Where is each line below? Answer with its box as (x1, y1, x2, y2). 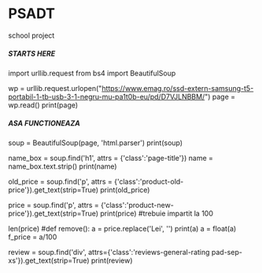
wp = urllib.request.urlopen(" (8, 83, 102, 93)
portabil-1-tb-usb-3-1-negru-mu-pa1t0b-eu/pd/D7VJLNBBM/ (8, 92, 205, 101)
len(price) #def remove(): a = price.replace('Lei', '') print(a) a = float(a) (8, 224, 237, 233)
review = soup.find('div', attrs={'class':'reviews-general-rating (8, 247, 210, 257)
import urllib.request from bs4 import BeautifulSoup (8, 68, 176, 78)
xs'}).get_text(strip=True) (8, 256, 90, 265)
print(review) (90, 256, 133, 265)
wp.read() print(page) (8, 100, 79, 110)
